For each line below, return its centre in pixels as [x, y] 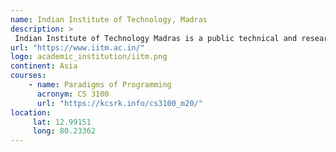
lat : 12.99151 [62, 122]
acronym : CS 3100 [73, 94]
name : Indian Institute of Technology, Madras [109, 19]
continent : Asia [44, 66]
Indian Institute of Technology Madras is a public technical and [156, 38]
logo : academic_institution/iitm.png [89, 57]
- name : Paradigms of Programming [100, 85]
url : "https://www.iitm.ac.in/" [77, 47]
